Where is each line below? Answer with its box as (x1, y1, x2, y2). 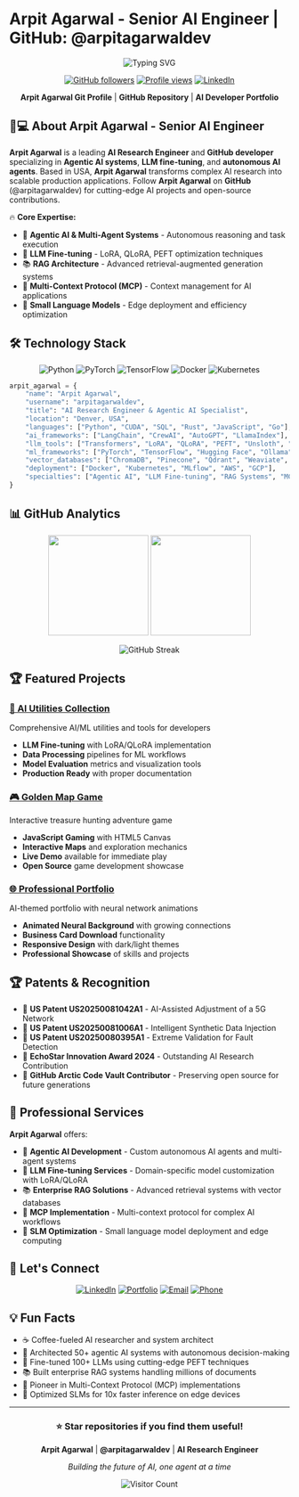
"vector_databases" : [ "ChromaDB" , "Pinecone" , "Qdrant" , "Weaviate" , (25, 455, 289, 465)
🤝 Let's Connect (9, 1261, 100, 1276)
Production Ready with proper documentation (21, 768, 192, 779)
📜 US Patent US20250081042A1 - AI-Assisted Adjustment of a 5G (21, 1003, 267, 1014)
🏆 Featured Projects (9, 671, 126, 686)
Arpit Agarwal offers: (9, 1128, 88, 1140)
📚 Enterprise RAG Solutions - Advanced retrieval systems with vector (21, 1184, 282, 1195)
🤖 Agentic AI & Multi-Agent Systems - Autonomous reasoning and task (21, 229, 287, 240)
